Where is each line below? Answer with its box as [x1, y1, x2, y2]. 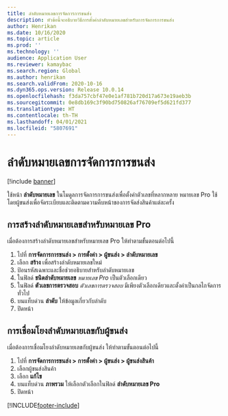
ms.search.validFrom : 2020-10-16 [7, 80, 103, 87]
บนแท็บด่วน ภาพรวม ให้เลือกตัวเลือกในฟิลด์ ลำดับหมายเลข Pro [16, 380, 160, 388]
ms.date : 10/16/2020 [7, 29, 66, 36]
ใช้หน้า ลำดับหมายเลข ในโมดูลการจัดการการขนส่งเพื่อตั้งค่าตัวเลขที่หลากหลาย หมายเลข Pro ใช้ [7, 191, 218, 199]
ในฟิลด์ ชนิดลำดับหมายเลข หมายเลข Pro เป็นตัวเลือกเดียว [16, 273, 147, 282]
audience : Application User [7, 55, 88, 62]
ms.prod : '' [7, 42, 41, 49]
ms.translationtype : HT [7, 106, 75, 112]
